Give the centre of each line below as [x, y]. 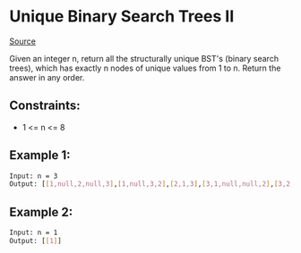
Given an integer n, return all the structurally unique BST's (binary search [144, 58]
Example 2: [41, 212]
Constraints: [45, 106]
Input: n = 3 [34, 176]
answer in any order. [47, 77]
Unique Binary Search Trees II [122, 17]
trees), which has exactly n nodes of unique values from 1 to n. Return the [145, 68]
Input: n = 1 [34, 233]
